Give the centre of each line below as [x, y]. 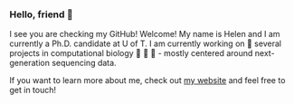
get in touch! [33, 90]
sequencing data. [84, 63]
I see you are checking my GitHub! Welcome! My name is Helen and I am [145, 34]
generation [29, 63]
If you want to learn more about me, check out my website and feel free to [147, 80]
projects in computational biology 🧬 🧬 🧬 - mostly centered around [131, 53]
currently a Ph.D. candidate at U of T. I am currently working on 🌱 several [146, 43]
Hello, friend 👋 [42, 14]
